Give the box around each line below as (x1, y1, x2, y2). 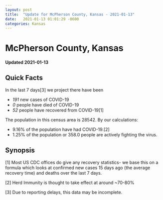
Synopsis (5, 146, 35, 155)
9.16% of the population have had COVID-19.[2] (12, 126, 110, 132)
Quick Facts (5, 74, 43, 82)
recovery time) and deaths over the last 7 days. (5, 170, 102, 176)
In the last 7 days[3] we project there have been (5, 87, 104, 93)
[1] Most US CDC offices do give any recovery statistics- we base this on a (5, 159, 159, 165)
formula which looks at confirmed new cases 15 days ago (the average (5, 165, 151, 171)
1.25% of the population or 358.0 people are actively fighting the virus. (12, 131, 158, 137)
